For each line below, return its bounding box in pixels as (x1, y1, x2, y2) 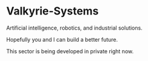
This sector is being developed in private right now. (6, 47, 134, 55)
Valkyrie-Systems (6, 4, 99, 18)
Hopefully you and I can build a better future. (6, 36, 118, 43)
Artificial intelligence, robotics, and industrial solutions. (6, 24, 143, 31)
